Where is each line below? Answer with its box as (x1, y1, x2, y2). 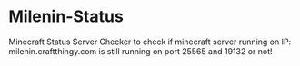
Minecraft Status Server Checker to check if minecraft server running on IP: (8, 36, 292, 47)
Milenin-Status (8, 6, 124, 27)
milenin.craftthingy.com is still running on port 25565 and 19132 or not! (8, 45, 274, 56)
